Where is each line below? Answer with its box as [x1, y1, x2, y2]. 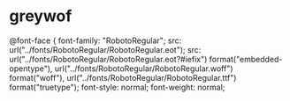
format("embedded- [209, 54, 283, 64]
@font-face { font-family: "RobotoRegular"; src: [9, 35, 182, 46]
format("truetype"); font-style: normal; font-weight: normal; [9, 82, 225, 92]
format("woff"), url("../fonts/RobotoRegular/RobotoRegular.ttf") [9, 72, 237, 83]
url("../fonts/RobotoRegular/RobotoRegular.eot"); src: [9, 44, 202, 54]
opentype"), [9, 63, 53, 74]
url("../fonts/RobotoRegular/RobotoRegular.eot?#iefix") [9, 54, 208, 64]
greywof [9, 6, 72, 26]
